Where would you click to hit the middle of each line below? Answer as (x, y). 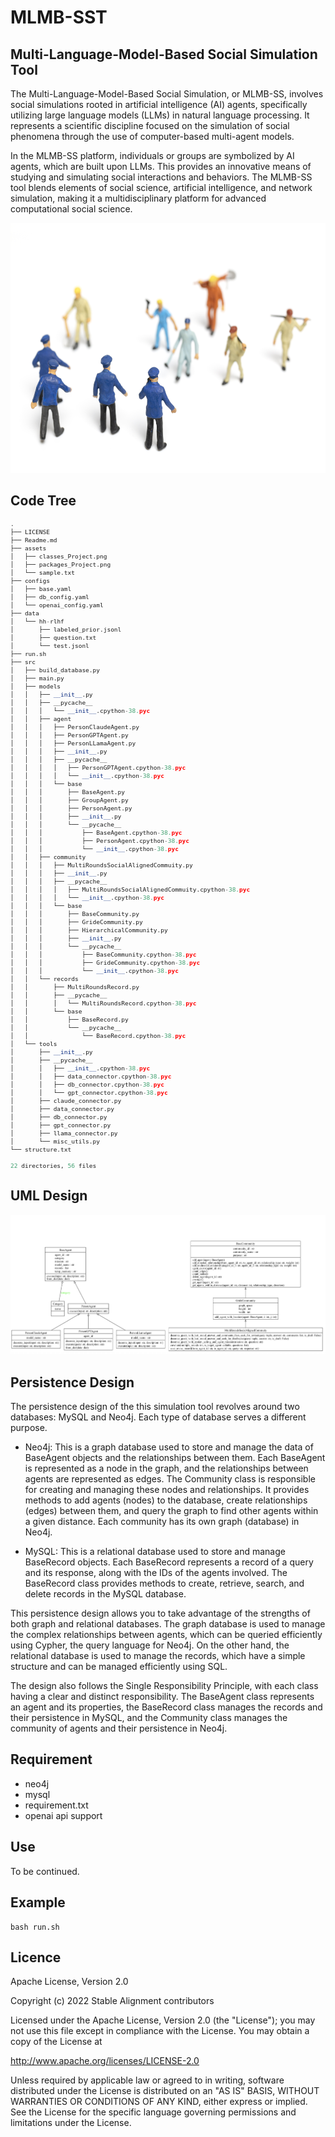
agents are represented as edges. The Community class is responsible (170, 1479)
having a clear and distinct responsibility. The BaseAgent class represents (162, 1697)
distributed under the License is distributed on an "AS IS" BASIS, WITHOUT (165, 2091)
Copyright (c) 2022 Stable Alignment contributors (112, 2001)
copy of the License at (56, 2042)
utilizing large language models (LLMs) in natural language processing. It (160, 115)
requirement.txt (56, 1805)
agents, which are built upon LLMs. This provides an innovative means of (161, 166)
